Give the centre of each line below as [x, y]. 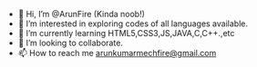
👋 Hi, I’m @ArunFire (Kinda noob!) [82, 14]
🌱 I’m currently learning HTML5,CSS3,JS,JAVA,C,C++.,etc [126, 33]
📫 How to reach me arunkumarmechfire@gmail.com [117, 53]
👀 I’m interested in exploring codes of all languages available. [133, 24]
